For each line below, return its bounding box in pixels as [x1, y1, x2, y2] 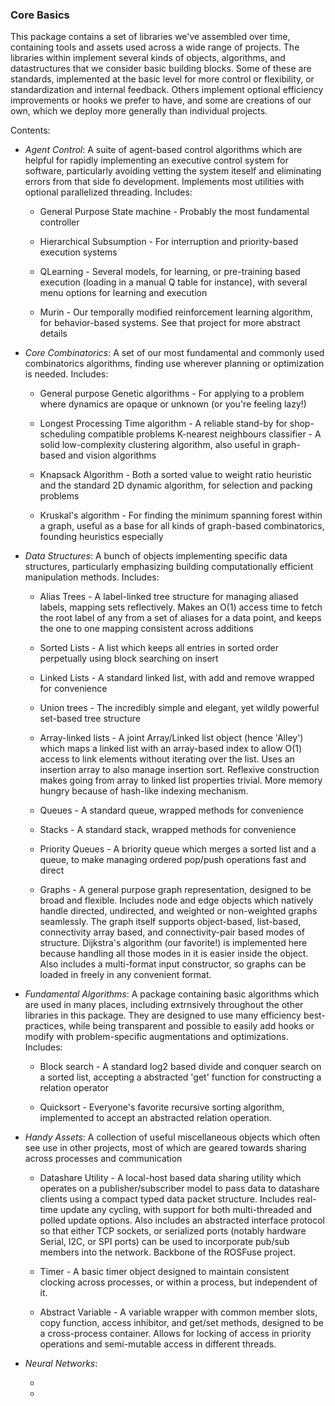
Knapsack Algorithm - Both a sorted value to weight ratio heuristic [39, 469, 313, 481]
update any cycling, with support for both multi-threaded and [59, 1204, 312, 1216]
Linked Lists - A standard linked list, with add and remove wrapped [39, 672, 315, 684]
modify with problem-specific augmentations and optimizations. [24, 1031, 289, 1043]
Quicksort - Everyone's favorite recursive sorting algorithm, [39, 1101, 285, 1113]
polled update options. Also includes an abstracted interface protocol [39, 1214, 325, 1227]
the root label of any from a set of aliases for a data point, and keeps [39, 612, 322, 624]
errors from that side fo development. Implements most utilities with [24, 176, 305, 188]
